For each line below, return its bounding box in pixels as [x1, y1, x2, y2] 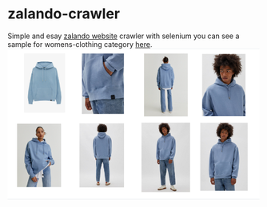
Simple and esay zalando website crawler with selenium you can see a [7, 31, 240, 41]
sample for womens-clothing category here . [7, 39, 153, 49]
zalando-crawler [7, 5, 121, 23]
